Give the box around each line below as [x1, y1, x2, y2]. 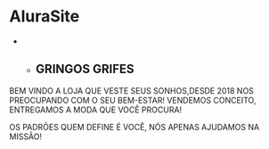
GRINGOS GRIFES [35, 62, 134, 77]
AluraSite [9, 6, 80, 27]
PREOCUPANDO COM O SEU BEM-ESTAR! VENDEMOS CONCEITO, [9, 95, 257, 105]
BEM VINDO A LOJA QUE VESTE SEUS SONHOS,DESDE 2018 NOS [9, 85, 254, 95]
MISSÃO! [9, 131, 43, 142]
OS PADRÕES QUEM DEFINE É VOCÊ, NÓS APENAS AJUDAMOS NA [9, 121, 260, 132]
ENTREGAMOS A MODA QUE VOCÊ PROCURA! [9, 104, 183, 115]
